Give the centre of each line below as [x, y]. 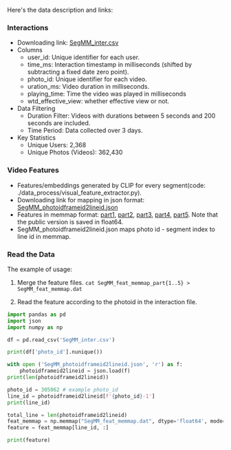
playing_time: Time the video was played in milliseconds [107, 94]
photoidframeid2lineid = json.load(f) [75, 371]
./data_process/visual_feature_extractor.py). [79, 193]
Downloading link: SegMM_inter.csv [68, 43]
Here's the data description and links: [60, 10]
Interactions [28, 28]
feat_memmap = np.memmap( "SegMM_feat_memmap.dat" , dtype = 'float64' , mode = [117, 421]
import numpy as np [35, 327]
